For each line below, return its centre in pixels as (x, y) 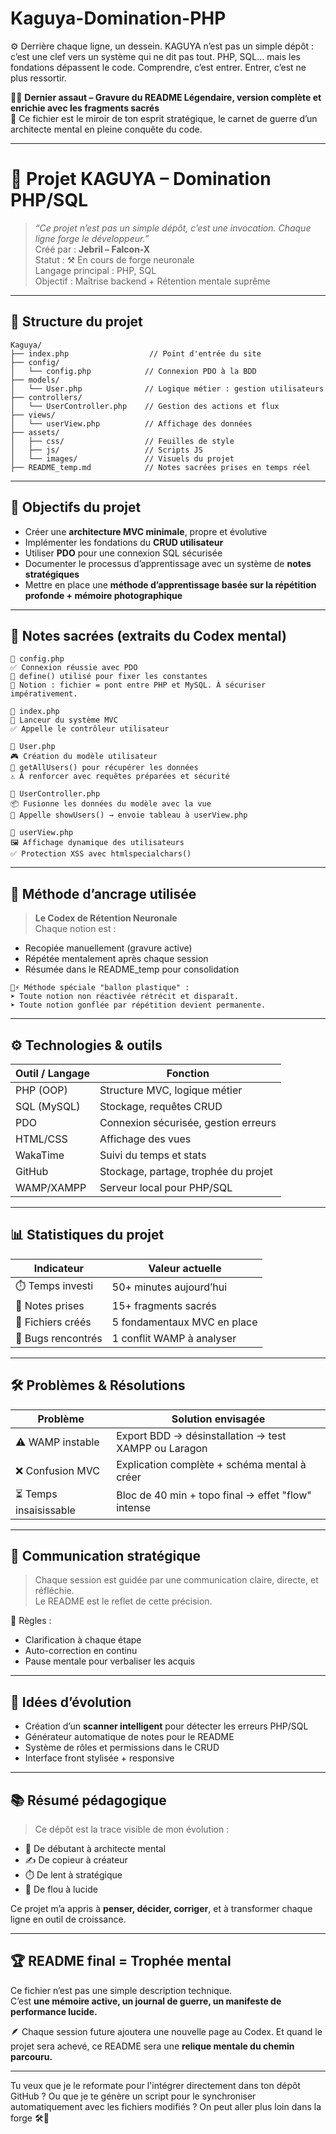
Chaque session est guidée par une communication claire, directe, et (176, 1580)
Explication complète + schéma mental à (211, 1464)
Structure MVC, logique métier (171, 1090)
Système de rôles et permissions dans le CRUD (122, 1748)
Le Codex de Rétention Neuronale (106, 918)
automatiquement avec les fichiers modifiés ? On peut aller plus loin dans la (166, 2106)
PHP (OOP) (41, 1090)
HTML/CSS (41, 1139)
